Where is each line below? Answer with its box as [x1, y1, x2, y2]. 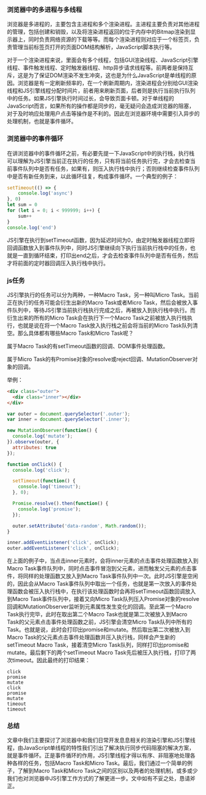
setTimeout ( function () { [12, 478, 76, 484]
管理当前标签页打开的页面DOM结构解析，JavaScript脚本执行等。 [12, 43, 175, 51]
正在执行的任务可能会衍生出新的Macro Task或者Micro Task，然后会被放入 [7, 299, 193, 306]
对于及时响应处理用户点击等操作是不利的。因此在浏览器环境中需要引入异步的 [7, 110, 200, 118]
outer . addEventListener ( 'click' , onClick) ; [7, 545, 120, 551]
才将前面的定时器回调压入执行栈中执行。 [7, 259, 109, 267]
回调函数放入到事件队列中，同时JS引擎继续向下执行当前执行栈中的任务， [7, 244, 190, 252]
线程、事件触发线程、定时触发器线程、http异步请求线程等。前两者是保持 [7, 64, 189, 72]
